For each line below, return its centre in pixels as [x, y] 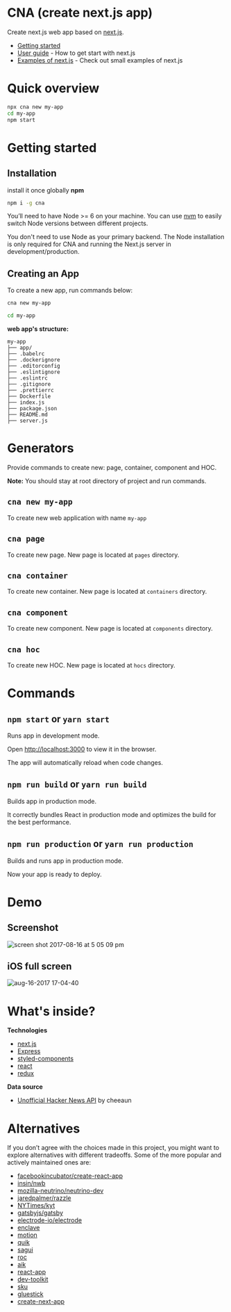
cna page [26, 539]
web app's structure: [38, 329]
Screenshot [33, 928]
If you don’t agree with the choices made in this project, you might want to [113, 1148]
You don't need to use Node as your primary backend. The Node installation [116, 237]
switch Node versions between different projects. [78, 223]
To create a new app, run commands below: [70, 291]
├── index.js [26, 402]
